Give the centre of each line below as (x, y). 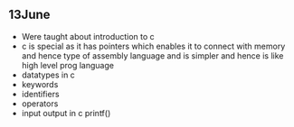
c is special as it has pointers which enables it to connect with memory (153, 46)
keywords (40, 84)
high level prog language (68, 65)
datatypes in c (48, 75)
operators (40, 104)
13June (29, 15)
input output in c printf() (66, 113)
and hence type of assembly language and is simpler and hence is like (152, 55)
